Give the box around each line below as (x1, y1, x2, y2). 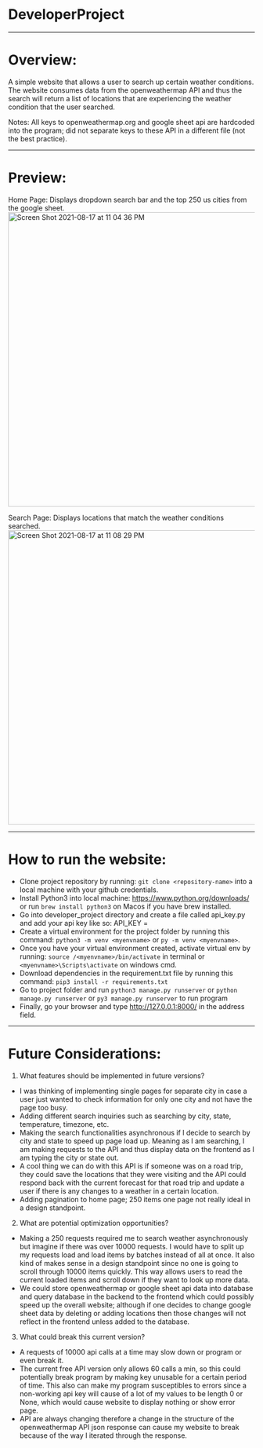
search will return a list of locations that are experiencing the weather (8, 93, 232, 103)
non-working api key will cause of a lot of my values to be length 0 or (19, 1388, 243, 1399)
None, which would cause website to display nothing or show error (19, 1397, 236, 1406)
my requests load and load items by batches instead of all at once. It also (19, 1250, 255, 1260)
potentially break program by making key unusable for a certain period (19, 1372, 247, 1381)
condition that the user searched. (8, 102, 116, 112)
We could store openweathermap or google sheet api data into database (19, 1283, 254, 1293)
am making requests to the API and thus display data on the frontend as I (19, 1144, 254, 1154)
